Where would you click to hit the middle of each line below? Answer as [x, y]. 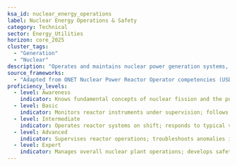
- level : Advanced [41, 132]
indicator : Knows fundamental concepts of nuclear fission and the [121, 100]
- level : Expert [37, 146]
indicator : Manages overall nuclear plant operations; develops [116, 152]
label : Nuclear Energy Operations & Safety [72, 20]
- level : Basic [36, 106]
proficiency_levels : [38, 86]
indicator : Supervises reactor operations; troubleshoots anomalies [123, 138]
